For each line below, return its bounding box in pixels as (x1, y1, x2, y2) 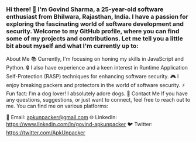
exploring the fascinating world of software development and (6, 20, 184, 28)
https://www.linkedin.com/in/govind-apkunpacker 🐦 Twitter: (6, 121, 153, 128)
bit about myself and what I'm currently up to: (6, 41, 139, 50)
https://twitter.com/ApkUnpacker (6, 129, 86, 136)
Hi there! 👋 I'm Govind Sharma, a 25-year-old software (6, 5, 164, 13)
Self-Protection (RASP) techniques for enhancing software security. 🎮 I (6, 73, 179, 80)
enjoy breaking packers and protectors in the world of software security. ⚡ (6, 82, 185, 89)
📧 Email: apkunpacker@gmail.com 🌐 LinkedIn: (6, 114, 117, 121)
